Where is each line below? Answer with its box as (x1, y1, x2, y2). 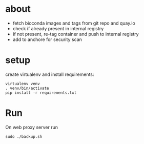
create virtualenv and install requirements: (5, 71, 94, 77)
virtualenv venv (5, 81, 40, 86)
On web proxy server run (5, 124, 58, 130)
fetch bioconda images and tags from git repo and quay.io (12, 20, 136, 26)
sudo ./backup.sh (5, 134, 43, 139)
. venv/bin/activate (5, 86, 50, 91)
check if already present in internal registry (12, 25, 104, 31)
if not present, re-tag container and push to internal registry (12, 31, 139, 37)
